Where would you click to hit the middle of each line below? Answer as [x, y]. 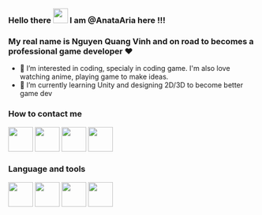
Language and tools [47, 169]
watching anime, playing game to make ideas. [94, 77]
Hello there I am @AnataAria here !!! [87, 20]
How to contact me [45, 114]
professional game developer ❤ [71, 51]
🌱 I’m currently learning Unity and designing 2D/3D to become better [131, 85]
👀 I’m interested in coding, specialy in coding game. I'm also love [125, 69]
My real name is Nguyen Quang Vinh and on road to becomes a [131, 41]
